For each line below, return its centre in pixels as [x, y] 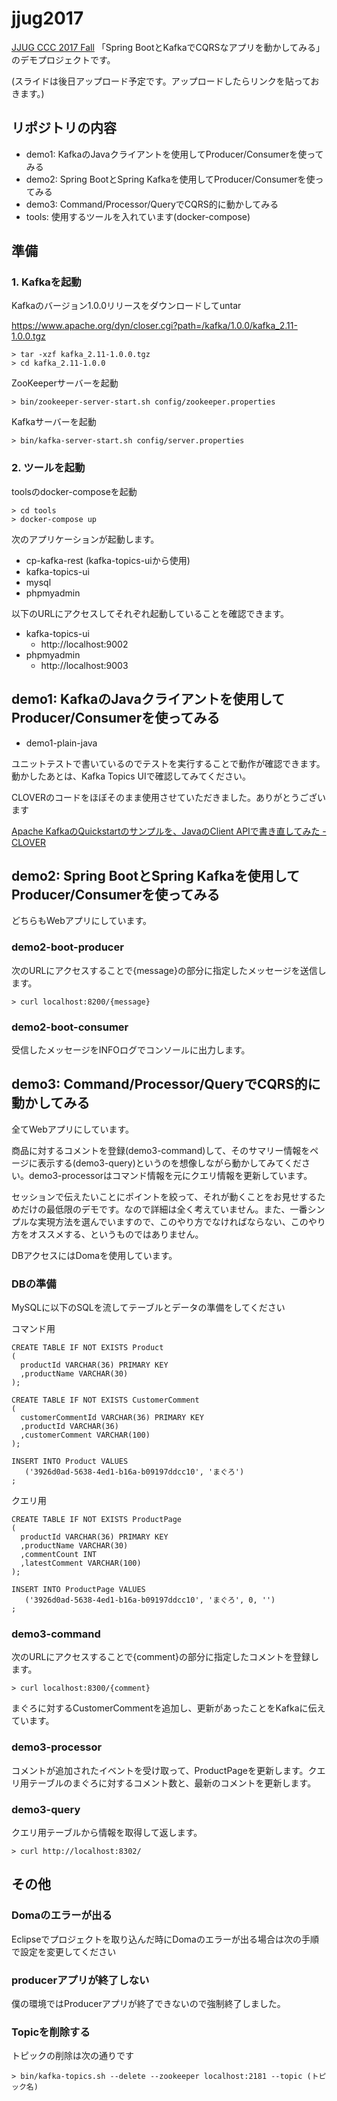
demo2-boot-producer [67, 947]
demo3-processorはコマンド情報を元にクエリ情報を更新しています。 [170, 1175]
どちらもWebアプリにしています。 [81, 921]
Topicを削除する [51, 2032]
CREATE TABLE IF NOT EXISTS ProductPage [97, 1520]
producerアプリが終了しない [80, 1980]
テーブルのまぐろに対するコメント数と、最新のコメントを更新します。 [172, 1783]
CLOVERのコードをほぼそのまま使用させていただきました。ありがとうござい [169, 797]
